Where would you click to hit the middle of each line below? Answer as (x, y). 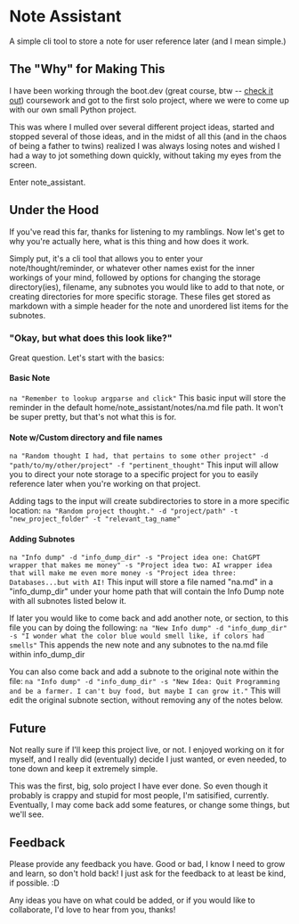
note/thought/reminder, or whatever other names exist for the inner (132, 268)
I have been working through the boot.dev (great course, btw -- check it (141, 90)
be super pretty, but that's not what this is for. (93, 417)
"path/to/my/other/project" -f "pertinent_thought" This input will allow (144, 465)
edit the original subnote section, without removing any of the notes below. (146, 700)
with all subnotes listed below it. (68, 601)
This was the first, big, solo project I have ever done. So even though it (139, 786)
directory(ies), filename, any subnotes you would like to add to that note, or (147, 286)
